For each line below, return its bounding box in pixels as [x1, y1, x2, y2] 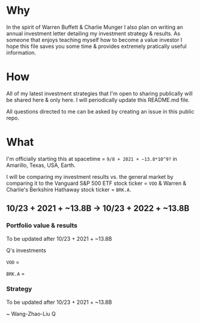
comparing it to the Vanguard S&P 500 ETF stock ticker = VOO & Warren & [6, 180, 187, 187]
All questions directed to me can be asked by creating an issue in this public [6, 107, 195, 115]
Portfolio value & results [6, 222, 78, 230]
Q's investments [6, 247, 46, 254]
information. [6, 49, 37, 56]
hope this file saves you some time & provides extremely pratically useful [6, 43, 187, 50]
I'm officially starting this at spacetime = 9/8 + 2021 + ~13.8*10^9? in [6, 155, 177, 162]
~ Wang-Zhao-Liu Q [6, 310, 56, 317]
